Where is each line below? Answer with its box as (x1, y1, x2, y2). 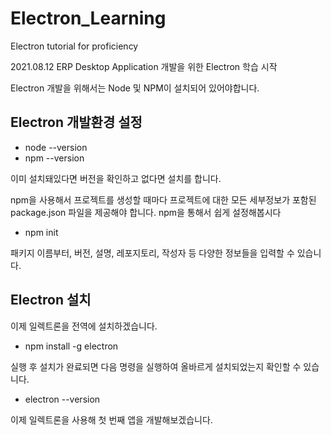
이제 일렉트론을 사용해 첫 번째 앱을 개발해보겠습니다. (10, 413, 213, 426)
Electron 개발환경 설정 (10, 114, 143, 131)
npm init (24, 226, 59, 238)
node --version (24, 141, 88, 153)
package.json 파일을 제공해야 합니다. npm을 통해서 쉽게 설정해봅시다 (10, 206, 282, 218)
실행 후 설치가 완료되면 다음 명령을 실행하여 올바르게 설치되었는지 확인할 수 (10, 360, 302, 372)
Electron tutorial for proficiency (10, 40, 139, 52)
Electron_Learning (10, 7, 167, 30)
